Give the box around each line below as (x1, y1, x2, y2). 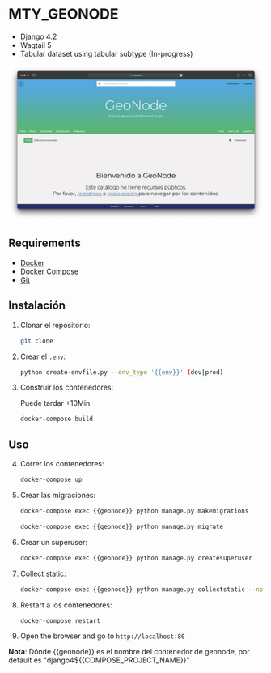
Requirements (8, 236, 81, 250)
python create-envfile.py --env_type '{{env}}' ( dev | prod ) (19, 368, 224, 377)
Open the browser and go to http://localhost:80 (19, 631, 185, 641)
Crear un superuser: (19, 537, 87, 547)
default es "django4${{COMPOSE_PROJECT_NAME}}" (8, 655, 190, 665)
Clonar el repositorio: (19, 320, 91, 330)
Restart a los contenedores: (19, 600, 112, 610)
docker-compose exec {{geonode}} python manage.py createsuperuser (19, 554, 252, 562)
